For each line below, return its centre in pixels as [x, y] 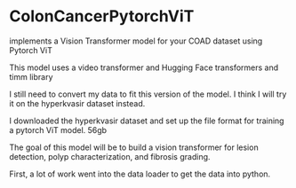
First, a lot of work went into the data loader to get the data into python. [140, 174]
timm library [31, 76]
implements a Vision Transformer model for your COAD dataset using [136, 41]
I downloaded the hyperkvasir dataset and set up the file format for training [147, 121]
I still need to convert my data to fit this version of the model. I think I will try [148, 94]
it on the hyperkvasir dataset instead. [77, 103]
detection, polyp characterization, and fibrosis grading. [110, 156]
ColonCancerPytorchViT [102, 16]
